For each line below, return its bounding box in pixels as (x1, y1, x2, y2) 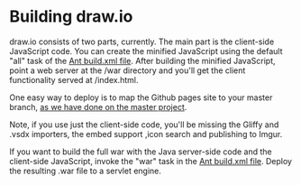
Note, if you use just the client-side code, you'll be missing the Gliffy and (9, 119, 279, 130)
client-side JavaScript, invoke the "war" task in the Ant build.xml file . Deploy (9, 155, 293, 166)
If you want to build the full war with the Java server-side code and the (9, 146, 272, 157)
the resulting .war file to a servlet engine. (9, 165, 162, 176)
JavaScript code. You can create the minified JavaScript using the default (9, 45, 283, 56)
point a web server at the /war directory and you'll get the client (9, 65, 246, 76)
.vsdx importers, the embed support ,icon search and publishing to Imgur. (9, 128, 283, 139)
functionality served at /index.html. (9, 74, 139, 85)
